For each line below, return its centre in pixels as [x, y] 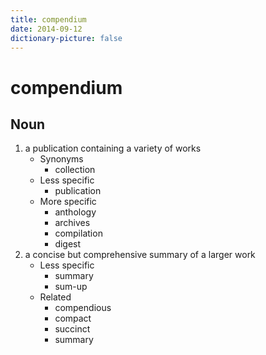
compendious [83, 308]
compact [73, 318]
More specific [68, 202]
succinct [72, 329]
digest [68, 244]
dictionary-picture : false [66, 38]
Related [55, 297]
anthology [75, 212]
